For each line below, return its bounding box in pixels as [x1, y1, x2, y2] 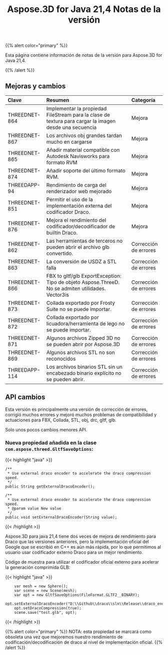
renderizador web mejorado [46, 188, 112, 195]
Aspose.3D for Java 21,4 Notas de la [7, 4, 161, 15]
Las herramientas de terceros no [46, 237, 123, 244]
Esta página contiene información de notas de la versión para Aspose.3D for [5, 52, 162, 58]
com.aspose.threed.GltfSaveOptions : [5, 445, 93, 452]
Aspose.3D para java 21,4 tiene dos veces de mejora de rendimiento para [5, 533, 156, 540]
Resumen [46, 97, 69, 103]
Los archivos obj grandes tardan [46, 132, 122, 139]
